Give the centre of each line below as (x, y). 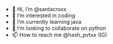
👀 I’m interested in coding (44, 15)
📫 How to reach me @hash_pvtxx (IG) (60, 35)
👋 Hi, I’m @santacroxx (39, 9)
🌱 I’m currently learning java (47, 22)
